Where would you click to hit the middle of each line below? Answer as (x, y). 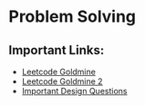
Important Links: (57, 50)
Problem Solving (72, 17)
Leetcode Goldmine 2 (62, 81)
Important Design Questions (74, 91)
